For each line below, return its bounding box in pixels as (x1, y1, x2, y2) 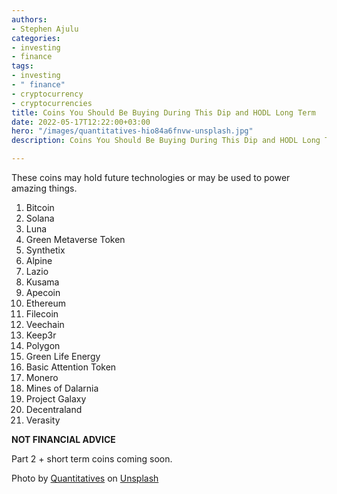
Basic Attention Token (25, 361, 117, 373)
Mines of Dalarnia (25, 382, 99, 394)
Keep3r (25, 329, 57, 341)
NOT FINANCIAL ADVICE (11, 434, 116, 445)
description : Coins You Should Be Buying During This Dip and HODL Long (11, 136, 321, 146)
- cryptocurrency (11, 89, 84, 99)
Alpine (25, 255, 53, 266)
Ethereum (25, 297, 66, 309)
